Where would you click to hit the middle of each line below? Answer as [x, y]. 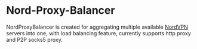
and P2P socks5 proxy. [34, 39]
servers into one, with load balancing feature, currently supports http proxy [98, 33]
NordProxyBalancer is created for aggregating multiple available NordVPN [97, 27]
